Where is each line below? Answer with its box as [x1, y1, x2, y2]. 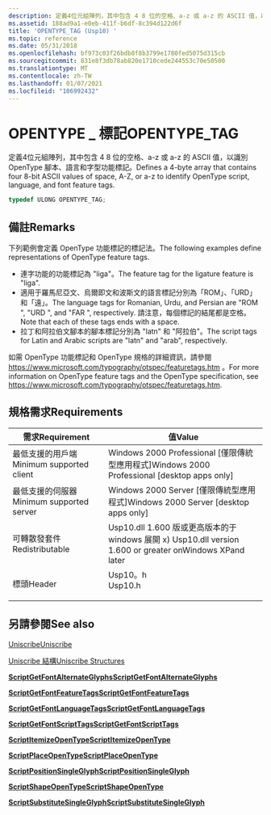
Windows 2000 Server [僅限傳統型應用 [107, 484, 256, 495]
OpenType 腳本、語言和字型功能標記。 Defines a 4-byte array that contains [8, 162, 256, 172]
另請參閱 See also [8, 617, 95, 631]
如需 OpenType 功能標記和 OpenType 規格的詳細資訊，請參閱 [8, 352, 212, 362]
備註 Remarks [8, 220, 76, 234]
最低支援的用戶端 [12, 447, 78, 459]
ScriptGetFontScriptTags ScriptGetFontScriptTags [8, 719, 179, 729]
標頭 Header [12, 578, 57, 590]
